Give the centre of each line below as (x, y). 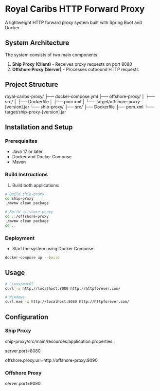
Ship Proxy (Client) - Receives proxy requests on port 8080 (72, 64)
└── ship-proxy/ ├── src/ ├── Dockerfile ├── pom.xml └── (92, 107)
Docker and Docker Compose (42, 157)
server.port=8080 (23, 351)
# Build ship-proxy (25, 194)
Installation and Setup (39, 127)
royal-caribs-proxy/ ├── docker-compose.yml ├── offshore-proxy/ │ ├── (80, 96)
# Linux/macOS (19, 284)
